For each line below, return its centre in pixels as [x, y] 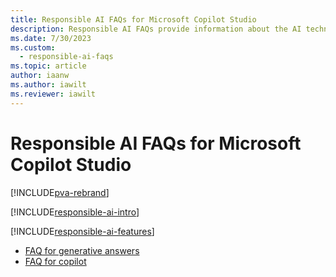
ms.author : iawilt [48, 85]
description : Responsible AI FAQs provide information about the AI [156, 29]
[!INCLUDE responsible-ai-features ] [82, 231]
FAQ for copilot [55, 261]
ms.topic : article [48, 66]
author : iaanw [40, 76]
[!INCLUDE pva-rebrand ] [60, 192]
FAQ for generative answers [82, 250]
